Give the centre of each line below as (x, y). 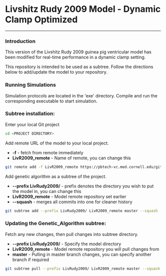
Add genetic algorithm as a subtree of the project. (56, 176)
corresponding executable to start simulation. (51, 101)
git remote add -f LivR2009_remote (42, 167)
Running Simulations (31, 85)
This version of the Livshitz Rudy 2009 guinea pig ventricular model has (78, 52)
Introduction (20, 41)
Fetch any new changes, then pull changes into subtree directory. (72, 234)
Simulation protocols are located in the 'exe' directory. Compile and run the (81, 95)
